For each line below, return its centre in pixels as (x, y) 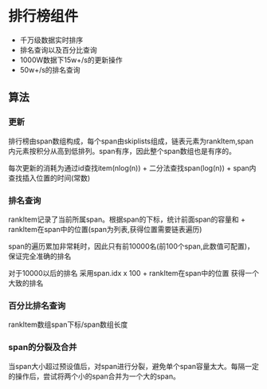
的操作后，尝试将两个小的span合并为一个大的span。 (94, 376)
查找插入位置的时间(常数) (49, 178)
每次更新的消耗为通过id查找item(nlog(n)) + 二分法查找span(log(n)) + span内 (132, 167)
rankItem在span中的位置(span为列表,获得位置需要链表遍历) (105, 229)
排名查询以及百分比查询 (58, 49)
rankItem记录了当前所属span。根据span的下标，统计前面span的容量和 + (127, 219)
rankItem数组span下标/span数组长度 (68, 324)
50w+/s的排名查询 (50, 69)
